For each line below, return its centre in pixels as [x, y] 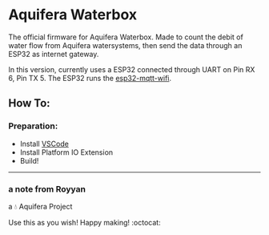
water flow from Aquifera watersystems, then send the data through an [125, 45]
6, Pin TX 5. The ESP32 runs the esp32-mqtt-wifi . [90, 78]
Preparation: [33, 126]
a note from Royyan [47, 188]
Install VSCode [44, 144]
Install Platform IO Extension [66, 152]
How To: [29, 103]
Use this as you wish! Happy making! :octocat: [85, 222]
